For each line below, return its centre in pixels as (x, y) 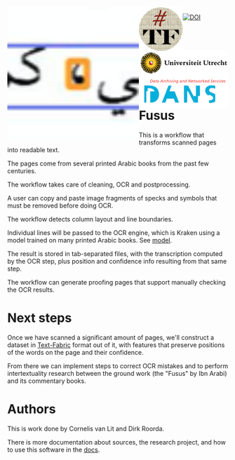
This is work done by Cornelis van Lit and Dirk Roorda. (86, 428)
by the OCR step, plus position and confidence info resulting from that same (117, 261)
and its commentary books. (47, 381)
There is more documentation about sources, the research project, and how (116, 442)
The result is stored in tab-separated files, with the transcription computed (115, 253)
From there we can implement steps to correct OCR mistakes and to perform (118, 366)
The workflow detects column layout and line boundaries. (90, 219)
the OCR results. (31, 290)
